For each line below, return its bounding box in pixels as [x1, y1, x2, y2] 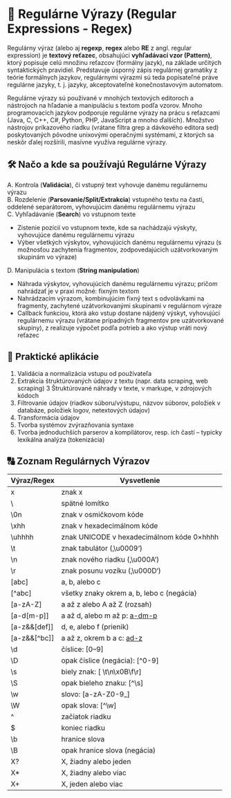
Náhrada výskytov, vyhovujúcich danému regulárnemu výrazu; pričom [17, 279, 218, 287]
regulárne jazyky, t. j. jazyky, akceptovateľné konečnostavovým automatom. [7, 80, 223, 88]
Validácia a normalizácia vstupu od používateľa [17, 369, 152, 377]
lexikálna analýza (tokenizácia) [17, 435, 105, 444]
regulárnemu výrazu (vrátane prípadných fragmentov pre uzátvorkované [17, 316, 225, 324]
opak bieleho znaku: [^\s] [61, 678, 144, 688]
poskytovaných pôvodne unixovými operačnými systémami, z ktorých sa [7, 131, 214, 139]
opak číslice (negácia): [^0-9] [61, 656, 159, 665]
